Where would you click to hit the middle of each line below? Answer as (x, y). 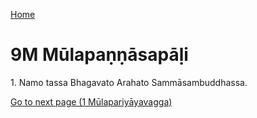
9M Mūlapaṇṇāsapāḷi (99, 55)
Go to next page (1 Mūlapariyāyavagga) (91, 101)
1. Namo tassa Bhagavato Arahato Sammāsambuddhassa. (129, 82)
